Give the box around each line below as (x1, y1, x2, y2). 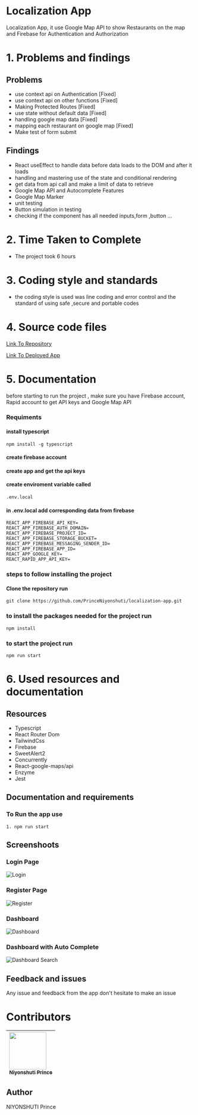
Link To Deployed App (6, 351, 61, 358)
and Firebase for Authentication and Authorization (6, 30, 129, 37)
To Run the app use (6, 810, 63, 819)
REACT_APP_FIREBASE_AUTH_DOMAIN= (6, 525, 89, 531)
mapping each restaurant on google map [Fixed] (14, 122, 134, 129)
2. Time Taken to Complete (6, 233, 142, 246)
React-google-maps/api (14, 762, 74, 769)
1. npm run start (6, 823, 49, 830)
